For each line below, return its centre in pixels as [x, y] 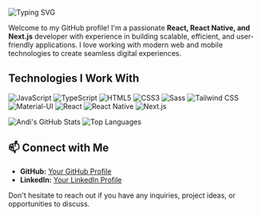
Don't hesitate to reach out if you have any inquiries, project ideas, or [122, 195]
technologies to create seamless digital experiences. [95, 53]
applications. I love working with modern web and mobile [129, 45]
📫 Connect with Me [59, 148]
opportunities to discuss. [49, 203]
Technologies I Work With [74, 79]
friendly [21, 45]
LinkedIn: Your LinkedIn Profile [71, 179]
